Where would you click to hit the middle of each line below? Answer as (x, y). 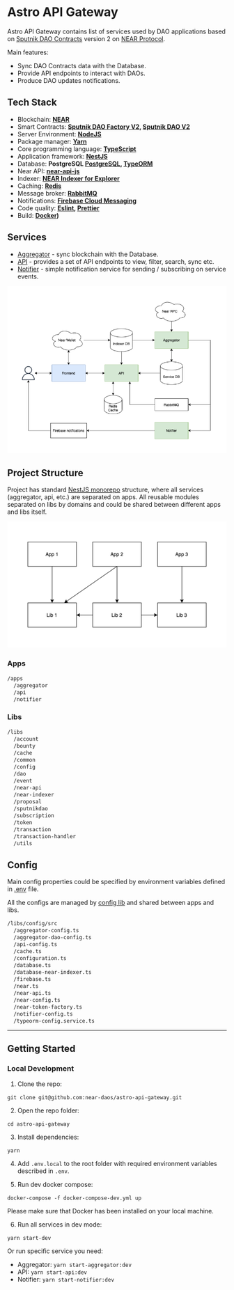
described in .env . (43, 1171)
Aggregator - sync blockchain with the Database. (88, 254)
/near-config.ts (37, 1000)
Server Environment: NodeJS (59, 134)
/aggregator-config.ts (46, 931)
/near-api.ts (32, 993)
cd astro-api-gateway (39, 1124)
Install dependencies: (48, 1137)
